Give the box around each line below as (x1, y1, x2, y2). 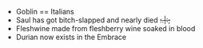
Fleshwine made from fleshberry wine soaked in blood (15, 24, 196, 33)
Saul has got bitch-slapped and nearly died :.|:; (15, 15, 171, 25)
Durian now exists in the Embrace (15, 32, 126, 42)
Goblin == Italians (15, 7, 74, 16)
